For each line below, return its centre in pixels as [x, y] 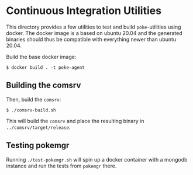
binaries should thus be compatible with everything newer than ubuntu [91, 39]
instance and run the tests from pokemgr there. [61, 166]
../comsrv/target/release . [38, 127]
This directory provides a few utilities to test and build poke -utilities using [94, 27]
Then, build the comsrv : [34, 99]
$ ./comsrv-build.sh [31, 110]
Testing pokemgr [38, 146]
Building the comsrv [44, 85]
